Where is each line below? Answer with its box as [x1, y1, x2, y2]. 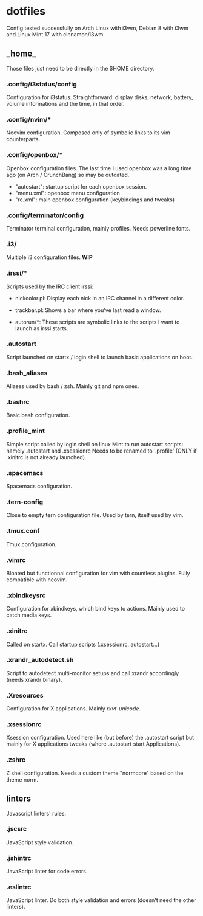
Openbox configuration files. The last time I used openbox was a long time [6, 164, 192, 172]
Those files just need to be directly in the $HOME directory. [6, 64, 155, 72]
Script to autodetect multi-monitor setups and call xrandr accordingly [6, 669, 179, 676]
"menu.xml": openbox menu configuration [15, 189, 120, 196]
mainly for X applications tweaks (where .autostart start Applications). [6, 740, 181, 748]
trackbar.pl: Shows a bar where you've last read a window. [15, 306, 162, 314]
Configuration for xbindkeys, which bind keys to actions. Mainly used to [6, 605, 185, 612]
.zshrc [6, 755, 26, 764]
